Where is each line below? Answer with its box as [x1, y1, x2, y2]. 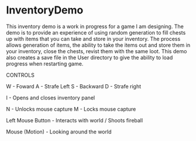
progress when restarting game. [6, 60, 84, 67]
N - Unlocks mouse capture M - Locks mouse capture [6, 105, 136, 112]
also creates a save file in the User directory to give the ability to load [6, 54, 173, 61]
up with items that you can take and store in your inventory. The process [6, 35, 181, 42]
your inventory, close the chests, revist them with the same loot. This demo [6, 47, 187, 54]
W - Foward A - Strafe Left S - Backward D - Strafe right [6, 82, 142, 90]
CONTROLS [6, 71, 35, 78]
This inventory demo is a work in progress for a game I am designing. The [6, 23, 184, 30]
